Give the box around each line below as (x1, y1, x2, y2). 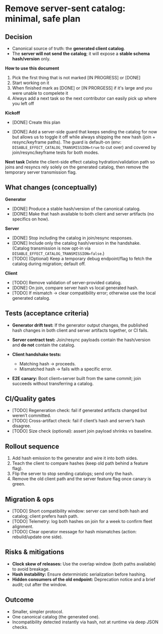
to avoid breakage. (12, 566, 50, 572)
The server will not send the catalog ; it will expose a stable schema (12, 51, 150, 56)
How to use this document (5, 65, 59, 71)
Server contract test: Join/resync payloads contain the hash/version (12, 337, 151, 343)
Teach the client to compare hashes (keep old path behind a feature (12, 460, 148, 466)
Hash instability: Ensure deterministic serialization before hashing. (12, 571, 146, 577)
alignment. (12, 524, 34, 529)
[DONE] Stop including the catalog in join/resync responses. (12, 235, 133, 241)
